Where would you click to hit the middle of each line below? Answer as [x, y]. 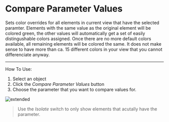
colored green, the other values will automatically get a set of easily [75, 33]
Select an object [29, 79]
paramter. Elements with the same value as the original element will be [78, 28]
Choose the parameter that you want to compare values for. [74, 89]
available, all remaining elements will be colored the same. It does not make [83, 44]
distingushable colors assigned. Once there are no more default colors [78, 39]
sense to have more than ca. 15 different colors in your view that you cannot [84, 49]
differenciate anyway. [27, 54]
